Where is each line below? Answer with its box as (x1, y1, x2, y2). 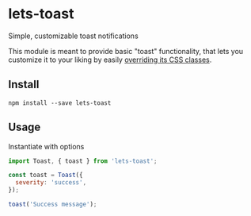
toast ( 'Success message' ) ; (8, 200, 97, 209)
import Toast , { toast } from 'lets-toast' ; (8, 156, 158, 165)
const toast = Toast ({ (8, 172, 83, 179)
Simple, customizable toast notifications (8, 31, 139, 40)
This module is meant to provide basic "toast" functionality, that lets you (8, 46, 244, 56)
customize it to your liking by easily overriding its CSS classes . (8, 55, 212, 64)
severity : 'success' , (15, 179, 87, 187)
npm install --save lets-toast (8, 98, 112, 107)
